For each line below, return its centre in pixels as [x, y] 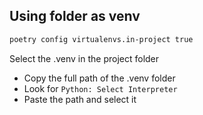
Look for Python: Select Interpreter [100, 88]
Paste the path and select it [80, 99]
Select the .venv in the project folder [84, 58]
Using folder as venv [75, 16]
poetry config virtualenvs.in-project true [101, 39]
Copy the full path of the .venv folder [99, 78]
